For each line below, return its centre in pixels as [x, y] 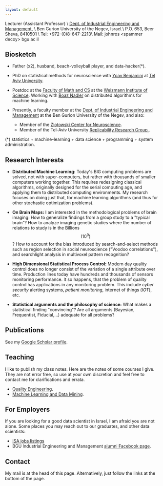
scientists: [15, 432]
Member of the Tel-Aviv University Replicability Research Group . [85, 130]
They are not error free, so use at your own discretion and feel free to [75, 374]
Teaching [20, 357]
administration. [20, 145]
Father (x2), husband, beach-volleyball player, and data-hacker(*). [79, 66]
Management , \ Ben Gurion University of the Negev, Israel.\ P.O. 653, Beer [80, 29]
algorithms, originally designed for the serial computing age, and [77, 187]
